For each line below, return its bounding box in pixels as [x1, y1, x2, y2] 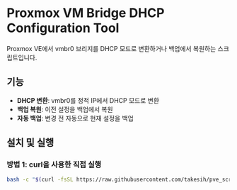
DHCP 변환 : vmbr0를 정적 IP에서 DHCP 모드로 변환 [16, 96, 160, 104]
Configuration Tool [6, 20, 120, 36]
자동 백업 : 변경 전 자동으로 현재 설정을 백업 [16, 113, 134, 122]
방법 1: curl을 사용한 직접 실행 [6, 160, 102, 169]
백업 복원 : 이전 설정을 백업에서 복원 [16, 105, 114, 113]
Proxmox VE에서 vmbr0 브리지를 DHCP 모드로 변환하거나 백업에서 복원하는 [6, 44, 216, 52]
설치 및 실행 [6, 137, 54, 149]
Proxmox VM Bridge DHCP [6, 5, 165, 21]
